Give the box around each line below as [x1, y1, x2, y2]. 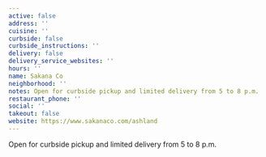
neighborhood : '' [8, 79, 67, 87]
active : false [8, 11, 57, 20]
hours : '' [8, 65, 42, 73]
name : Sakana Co [8, 72, 63, 80]
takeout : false [8, 110, 60, 118]
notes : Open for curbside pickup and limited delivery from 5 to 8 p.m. [8, 87, 260, 95]
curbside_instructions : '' [8, 42, 100, 50]
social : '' [8, 102, 45, 110]
